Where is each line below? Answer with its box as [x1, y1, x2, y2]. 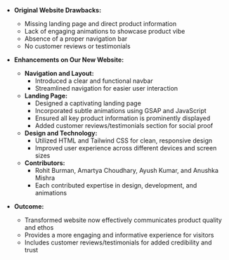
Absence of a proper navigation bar [24, 34, 128, 43]
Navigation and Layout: [24, 70, 94, 77]
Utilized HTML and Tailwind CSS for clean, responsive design [34, 136, 213, 145]
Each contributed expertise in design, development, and [34, 181, 197, 189]
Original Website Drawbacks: [13, 6, 102, 14]
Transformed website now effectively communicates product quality [24, 216, 223, 224]
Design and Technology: [24, 129, 98, 137]
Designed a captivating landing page [34, 99, 142, 108]
